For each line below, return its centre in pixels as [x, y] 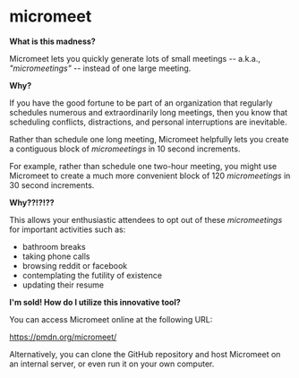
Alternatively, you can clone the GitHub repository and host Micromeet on [145, 354]
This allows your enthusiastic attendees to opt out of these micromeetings [146, 219]
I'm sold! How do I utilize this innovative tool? [95, 302]
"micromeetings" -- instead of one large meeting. [100, 68]
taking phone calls [56, 256]
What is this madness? [52, 41]
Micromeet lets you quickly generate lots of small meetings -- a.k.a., [135, 58]
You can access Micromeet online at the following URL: [111, 319]
